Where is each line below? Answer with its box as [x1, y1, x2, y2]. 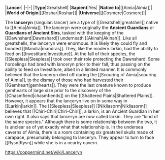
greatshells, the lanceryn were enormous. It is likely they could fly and [5, 40, 147, 46]
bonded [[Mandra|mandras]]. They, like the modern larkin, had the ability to [5, 46, 159, 51]
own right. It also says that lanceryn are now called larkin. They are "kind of [5, 114, 159, 119]
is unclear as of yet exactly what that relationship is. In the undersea [5, 124, 143, 130]
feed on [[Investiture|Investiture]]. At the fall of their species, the [5, 51, 135, 57]
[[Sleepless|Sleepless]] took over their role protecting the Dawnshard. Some [5, 56, 160, 62]
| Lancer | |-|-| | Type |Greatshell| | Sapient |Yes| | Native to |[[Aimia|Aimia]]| [5, 5, 153, 10]
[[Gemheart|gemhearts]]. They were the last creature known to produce [5, 82, 151, 88]
